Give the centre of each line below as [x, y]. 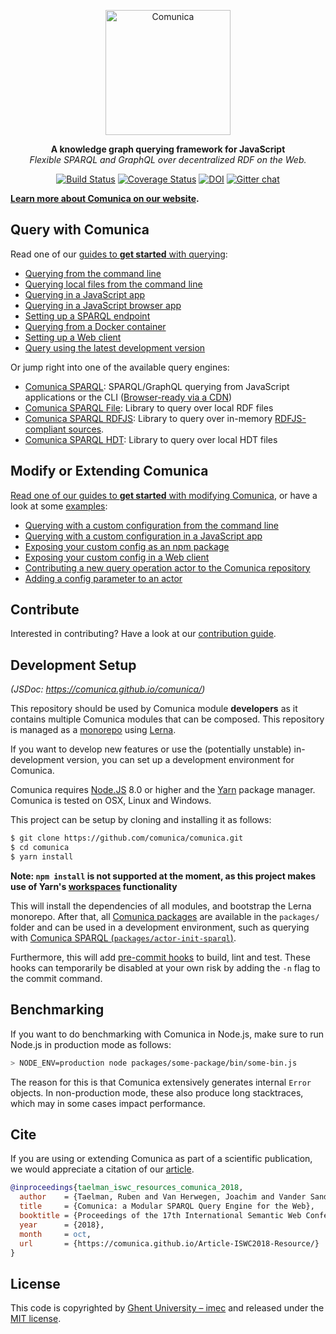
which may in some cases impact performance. [108, 1103]
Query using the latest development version [115, 347]
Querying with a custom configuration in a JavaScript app [143, 536]
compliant [45, 429]
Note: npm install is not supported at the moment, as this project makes [163, 876]
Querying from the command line [93, 273]
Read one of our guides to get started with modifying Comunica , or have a [164, 495]
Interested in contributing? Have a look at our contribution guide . [143, 634]
